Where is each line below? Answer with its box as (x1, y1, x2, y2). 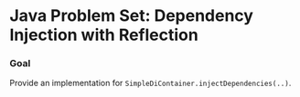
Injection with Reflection (9, 24, 198, 45)
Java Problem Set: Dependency (9, 5, 254, 26)
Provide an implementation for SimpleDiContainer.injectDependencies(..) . (9, 78, 292, 89)
